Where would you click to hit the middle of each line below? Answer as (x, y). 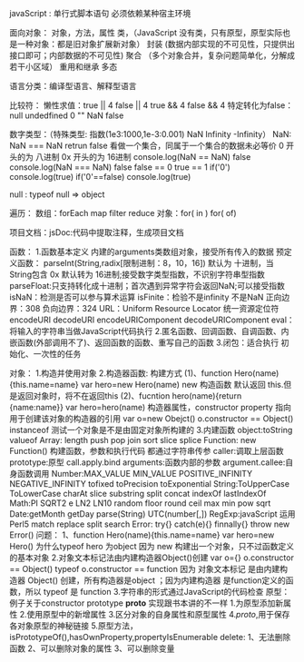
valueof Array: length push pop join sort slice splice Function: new (133, 440)
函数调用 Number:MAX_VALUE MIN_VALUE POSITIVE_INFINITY (135, 474)
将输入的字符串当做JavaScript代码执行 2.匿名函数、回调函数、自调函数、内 (149, 331)
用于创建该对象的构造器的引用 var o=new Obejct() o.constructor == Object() (152, 419)
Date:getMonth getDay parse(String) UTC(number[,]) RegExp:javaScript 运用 (152, 514)
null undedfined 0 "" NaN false (67, 115)
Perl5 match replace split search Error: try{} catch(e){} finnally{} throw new (150, 524)
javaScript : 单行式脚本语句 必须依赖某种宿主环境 (100, 13)
